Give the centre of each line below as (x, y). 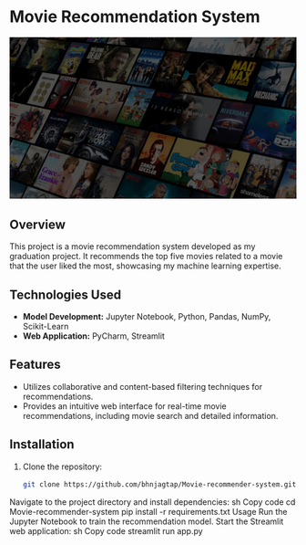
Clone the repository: (62, 466)
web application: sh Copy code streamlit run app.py (106, 530)
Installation (42, 445)
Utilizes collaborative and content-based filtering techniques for (143, 386)
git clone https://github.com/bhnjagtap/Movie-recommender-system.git (159, 484)
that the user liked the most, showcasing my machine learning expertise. (145, 266)
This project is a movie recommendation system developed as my (133, 246)
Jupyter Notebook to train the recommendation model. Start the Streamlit (147, 521)
